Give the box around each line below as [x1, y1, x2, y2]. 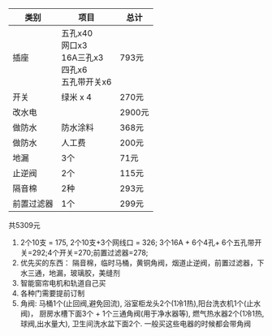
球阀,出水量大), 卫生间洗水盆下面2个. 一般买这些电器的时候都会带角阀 [19, 319, 252, 328]
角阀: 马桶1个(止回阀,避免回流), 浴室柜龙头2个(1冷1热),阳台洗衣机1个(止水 [19, 299, 261, 308]
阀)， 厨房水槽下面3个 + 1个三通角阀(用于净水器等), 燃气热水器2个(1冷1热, [19, 308, 265, 318]
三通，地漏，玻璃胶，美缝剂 [27, 268, 120, 278]
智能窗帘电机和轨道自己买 [19, 278, 106, 287]
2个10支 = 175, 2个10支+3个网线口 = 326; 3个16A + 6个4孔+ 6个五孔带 [19, 238, 255, 247]
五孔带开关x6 [61, 76, 112, 88]
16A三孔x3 [61, 52, 104, 63]
